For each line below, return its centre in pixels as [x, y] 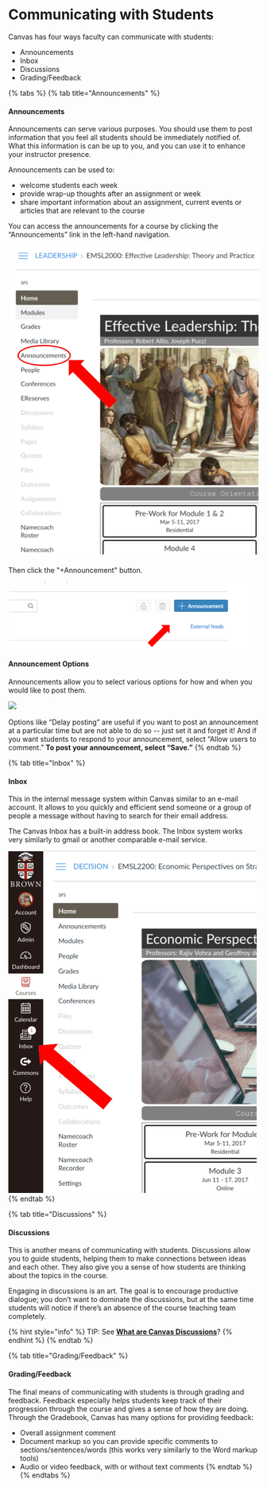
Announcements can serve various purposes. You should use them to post [130, 129]
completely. [27, 1316]
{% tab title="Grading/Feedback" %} [68, 1356]
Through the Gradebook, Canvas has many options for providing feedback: [131, 1417]
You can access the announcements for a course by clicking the [113, 226]
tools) [29, 1458]
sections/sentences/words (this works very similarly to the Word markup [139, 1450]
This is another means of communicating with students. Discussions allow [129, 1250]
